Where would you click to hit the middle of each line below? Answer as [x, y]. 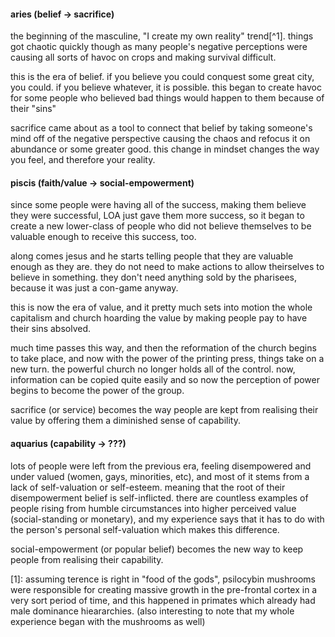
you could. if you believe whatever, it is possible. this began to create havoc [166, 87]
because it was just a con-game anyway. [94, 288]
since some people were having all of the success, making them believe [158, 205]
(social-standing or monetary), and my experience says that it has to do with [167, 519]
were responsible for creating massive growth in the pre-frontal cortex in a [164, 589]
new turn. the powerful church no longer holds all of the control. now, [153, 369]
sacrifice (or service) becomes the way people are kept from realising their [164, 410]
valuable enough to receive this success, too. [103, 237]
